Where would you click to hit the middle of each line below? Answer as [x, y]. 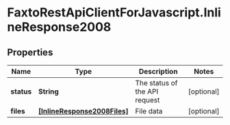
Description [158, 71]
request [148, 100]
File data [149, 111]
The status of [156, 83]
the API [147, 92]
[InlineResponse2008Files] [83, 111]
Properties [30, 52]
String [49, 92]
